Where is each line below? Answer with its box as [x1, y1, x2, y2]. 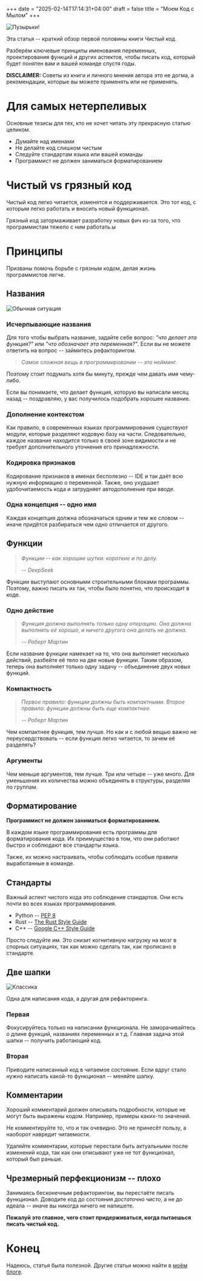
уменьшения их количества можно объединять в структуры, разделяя [6, 776, 190, 784]
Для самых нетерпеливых [6, 100, 147, 113]
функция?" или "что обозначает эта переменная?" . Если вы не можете [6, 340, 191, 347]
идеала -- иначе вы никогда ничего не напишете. [6, 1202, 135, 1209]
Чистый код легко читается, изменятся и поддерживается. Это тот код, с [6, 198, 196, 205]
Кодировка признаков [6, 458, 76, 467]
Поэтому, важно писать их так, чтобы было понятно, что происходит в [6, 584, 190, 592]
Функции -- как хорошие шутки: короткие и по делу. [21, 554, 158, 562]
